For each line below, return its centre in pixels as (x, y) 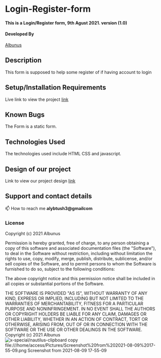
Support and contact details (48, 196)
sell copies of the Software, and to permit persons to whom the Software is (81, 264)
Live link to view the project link (37, 99)
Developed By (20, 34)
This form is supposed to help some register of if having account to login (78, 72)
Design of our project (38, 169)
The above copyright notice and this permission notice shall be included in (80, 279)
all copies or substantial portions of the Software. (55, 284)
